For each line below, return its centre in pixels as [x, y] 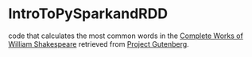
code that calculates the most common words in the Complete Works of [126, 36]
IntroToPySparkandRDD [88, 14]
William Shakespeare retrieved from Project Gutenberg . [99, 44]
